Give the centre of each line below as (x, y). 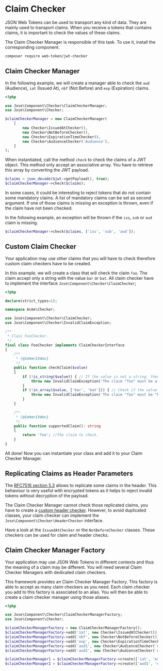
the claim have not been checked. (39, 208)
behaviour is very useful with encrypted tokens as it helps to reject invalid (79, 490)
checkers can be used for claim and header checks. (57, 535)
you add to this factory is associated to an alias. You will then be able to (76, 592)
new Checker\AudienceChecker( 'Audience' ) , (66, 142)
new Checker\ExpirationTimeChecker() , (62, 137)
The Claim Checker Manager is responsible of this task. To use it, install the (80, 42)
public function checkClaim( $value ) (51, 368)
